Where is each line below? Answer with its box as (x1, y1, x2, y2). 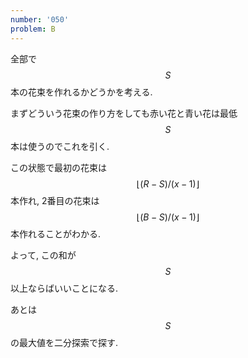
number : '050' (10, 14, 70, 25)
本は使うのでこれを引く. (10, 140, 110, 152)
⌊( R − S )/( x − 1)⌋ (136, 177, 200, 190)
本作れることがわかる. (10, 227, 102, 240)
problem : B (10, 24, 56, 34)
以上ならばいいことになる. (10, 282, 119, 294)
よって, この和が (10, 249, 77, 261)
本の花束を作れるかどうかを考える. (10, 86, 153, 98)
